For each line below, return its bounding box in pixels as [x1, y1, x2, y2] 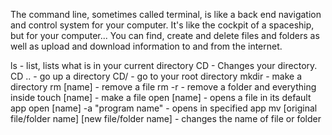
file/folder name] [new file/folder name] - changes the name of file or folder [10, 113, 322, 124]
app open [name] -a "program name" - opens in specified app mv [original [10, 102, 318, 114]
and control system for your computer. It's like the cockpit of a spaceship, [10, 19, 315, 31]
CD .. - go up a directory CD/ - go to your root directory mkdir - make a [10, 70, 303, 82]
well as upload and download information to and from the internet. [10, 40, 283, 52]
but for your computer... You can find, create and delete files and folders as [10, 30, 320, 41]
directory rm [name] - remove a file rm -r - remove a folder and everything [10, 81, 317, 93]
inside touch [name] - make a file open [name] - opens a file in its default [10, 92, 312, 103]
